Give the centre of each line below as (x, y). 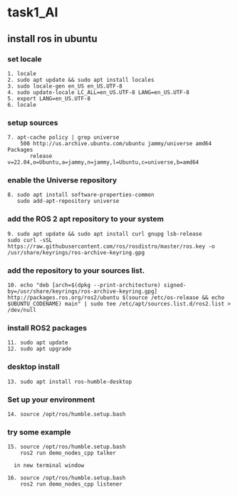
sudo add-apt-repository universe (68, 201)
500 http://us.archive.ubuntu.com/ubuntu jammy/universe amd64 (116, 144)
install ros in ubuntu (52, 39)
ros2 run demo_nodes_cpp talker (68, 453)
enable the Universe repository (62, 180)
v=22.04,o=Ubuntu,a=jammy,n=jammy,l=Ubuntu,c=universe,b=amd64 (103, 162)
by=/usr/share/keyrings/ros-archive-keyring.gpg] (83, 292)
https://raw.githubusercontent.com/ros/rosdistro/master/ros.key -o (111, 246)
